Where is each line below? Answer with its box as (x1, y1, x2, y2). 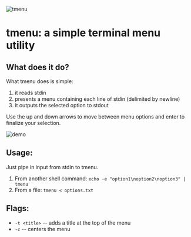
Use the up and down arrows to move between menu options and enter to (6, 113, 185, 120)
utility (6, 39, 35, 52)
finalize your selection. (6, 120, 61, 126)
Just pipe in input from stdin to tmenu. (6, 163, 99, 170)
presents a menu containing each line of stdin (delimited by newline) (14, 96, 180, 103)
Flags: (6, 203, 29, 213)
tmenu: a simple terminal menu (6, 27, 160, 39)
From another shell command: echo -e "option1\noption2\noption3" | (14, 175, 186, 182)
